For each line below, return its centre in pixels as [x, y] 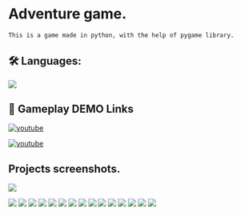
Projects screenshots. [64, 169]
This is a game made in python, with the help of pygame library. [121, 35]
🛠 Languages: [45, 61]
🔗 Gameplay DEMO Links [71, 109]
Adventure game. [67, 14]
